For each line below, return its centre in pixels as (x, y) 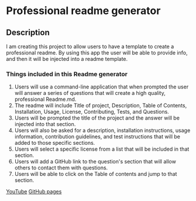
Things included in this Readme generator (67, 74)
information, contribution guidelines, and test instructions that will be (97, 137)
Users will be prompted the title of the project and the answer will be (97, 118)
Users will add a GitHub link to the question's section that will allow (95, 162)
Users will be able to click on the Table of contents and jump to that (96, 174)
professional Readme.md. (45, 99)
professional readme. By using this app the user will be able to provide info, (97, 53)
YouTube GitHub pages (34, 192)
